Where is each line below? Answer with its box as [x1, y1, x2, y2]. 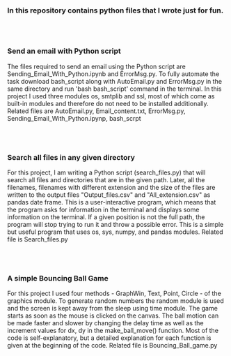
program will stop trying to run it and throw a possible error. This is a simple [7, 220, 224, 228]
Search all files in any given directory [7, 152, 136, 162]
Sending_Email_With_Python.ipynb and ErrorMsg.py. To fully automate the [7, 69, 220, 78]
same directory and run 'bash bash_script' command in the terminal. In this [7, 84, 222, 93]
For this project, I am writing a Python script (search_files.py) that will [7, 168, 206, 177]
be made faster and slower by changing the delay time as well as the [7, 319, 204, 327]
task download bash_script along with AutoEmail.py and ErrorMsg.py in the [7, 77, 223, 85]
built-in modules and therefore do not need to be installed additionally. [7, 99, 209, 107]
